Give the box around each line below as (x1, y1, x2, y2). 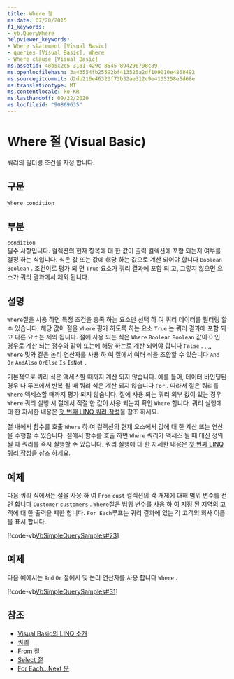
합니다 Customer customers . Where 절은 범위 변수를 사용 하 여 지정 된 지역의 (14, 500, 219, 508)
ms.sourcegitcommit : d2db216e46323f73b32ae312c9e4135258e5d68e (7, 75, 196, 83)
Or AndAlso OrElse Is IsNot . (7, 358, 87, 367)
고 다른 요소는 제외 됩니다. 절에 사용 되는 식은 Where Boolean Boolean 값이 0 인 (7, 333, 221, 342)
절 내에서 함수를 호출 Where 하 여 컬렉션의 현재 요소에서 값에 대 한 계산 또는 (7, 423, 211, 431)
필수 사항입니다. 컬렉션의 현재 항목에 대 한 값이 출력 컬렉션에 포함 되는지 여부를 (7, 246, 221, 255)
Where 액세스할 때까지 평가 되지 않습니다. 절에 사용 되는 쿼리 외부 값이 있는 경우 (7, 390, 222, 399)
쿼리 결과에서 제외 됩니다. (20, 273, 89, 281)
